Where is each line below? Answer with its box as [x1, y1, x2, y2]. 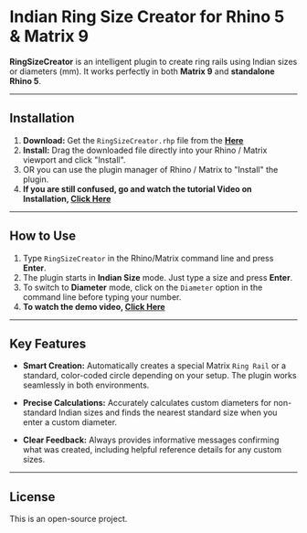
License [9, 489, 56, 505]
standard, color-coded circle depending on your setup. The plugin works [22, 370, 297, 381]
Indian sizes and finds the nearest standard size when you [58, 407, 278, 418]
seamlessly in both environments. [22, 379, 150, 390]
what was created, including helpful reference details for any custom [22, 444, 282, 455]
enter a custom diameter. [22, 417, 117, 428]
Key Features [9, 336, 87, 351]
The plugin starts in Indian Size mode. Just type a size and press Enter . [22, 272, 293, 282]
